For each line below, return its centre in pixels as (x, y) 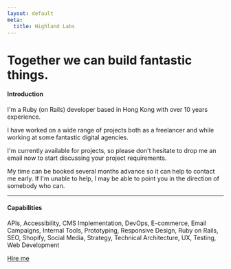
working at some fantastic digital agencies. (68, 137)
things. (28, 74)
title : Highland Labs (44, 26)
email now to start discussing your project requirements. (87, 158)
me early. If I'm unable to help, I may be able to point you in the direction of (113, 178)
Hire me (18, 258)
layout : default (30, 13)
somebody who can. (36, 185)
